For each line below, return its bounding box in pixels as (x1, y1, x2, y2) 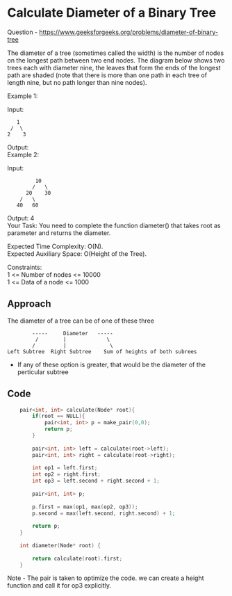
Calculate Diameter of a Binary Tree (7, 5, 217, 21)
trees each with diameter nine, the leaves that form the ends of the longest (7, 63, 221, 72)
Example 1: (7, 92, 38, 100)
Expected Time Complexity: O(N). (7, 242, 103, 250)
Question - (7, 28, 38, 36)
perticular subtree (17, 367, 69, 376)
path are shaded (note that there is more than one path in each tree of (7, 71, 207, 79)
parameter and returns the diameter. (7, 228, 111, 237)
